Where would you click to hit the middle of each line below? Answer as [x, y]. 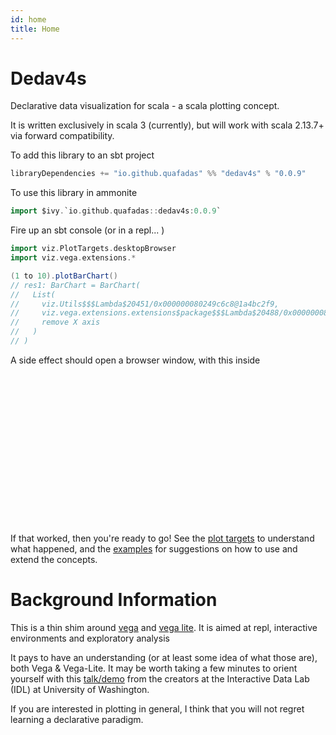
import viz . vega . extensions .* [73, 258]
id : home [28, 19]
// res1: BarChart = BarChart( [75, 285]
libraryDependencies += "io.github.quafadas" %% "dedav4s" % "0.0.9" [158, 174]
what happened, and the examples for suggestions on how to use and [154, 548]
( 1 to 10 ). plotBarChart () [64, 276]
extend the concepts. [54, 559]
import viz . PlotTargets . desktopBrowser [93, 249]
